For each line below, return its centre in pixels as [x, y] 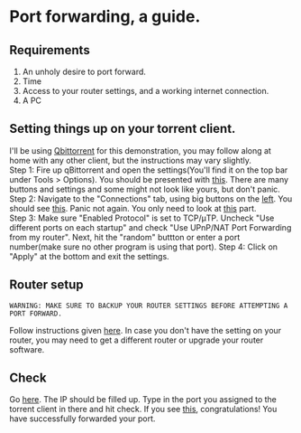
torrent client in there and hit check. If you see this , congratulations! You [143, 409]
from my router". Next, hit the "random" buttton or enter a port [125, 237]
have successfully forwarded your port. [82, 419]
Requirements [50, 50]
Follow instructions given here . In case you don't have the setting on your [146, 330]
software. [27, 349]
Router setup [46, 285]
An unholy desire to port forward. [84, 71]
